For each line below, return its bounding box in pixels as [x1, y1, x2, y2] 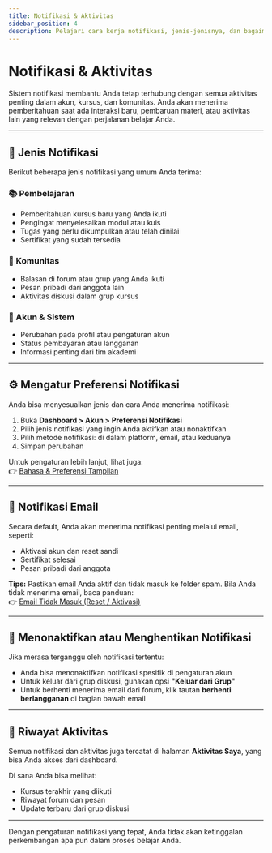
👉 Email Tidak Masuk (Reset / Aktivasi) [8, 597, 141, 607]
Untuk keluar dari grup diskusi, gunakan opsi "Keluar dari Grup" [19, 676, 236, 686]
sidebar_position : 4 [8, 19, 79, 28]
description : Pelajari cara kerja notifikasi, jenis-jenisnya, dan [8, 27, 241, 35]
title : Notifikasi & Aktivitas [8, 11, 114, 20]
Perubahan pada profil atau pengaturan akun [19, 330, 170, 340]
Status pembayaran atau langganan [19, 338, 139, 349]
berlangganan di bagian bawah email [19, 694, 146, 704]
